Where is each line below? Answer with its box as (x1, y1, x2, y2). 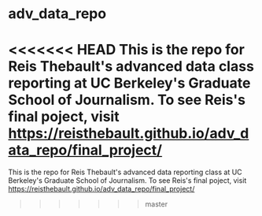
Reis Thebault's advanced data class (8, 58, 254, 76)
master (145, 199, 168, 209)
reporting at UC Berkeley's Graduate (8, 74, 251, 92)
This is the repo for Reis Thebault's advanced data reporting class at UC (8, 167, 242, 177)
